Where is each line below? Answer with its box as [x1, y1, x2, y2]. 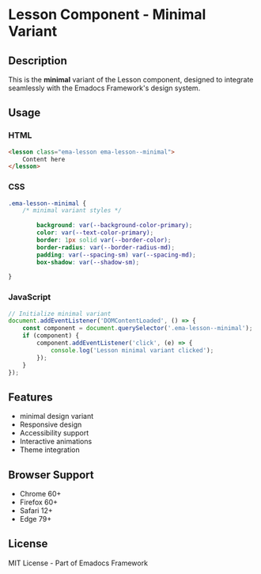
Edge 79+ [19, 515, 52, 524]
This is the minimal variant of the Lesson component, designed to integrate [8, 75, 254, 84]
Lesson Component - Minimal [8, 6, 206, 24]
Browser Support [8, 468, 95, 481]
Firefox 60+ [19, 497, 58, 507]
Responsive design [19, 420, 82, 429]
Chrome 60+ [19, 489, 62, 499]
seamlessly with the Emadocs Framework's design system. [8, 83, 201, 93]
